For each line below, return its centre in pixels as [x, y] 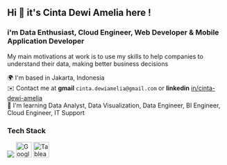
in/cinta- [203, 88]
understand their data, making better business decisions [88, 64]
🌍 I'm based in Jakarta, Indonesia [56, 78]
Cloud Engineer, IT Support [46, 112]
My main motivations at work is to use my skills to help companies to [105, 56]
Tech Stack [27, 130]
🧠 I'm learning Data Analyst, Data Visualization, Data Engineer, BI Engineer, [114, 105]
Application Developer [46, 41]
